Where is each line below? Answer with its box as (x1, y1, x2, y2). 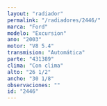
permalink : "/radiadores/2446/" (7, 17, 101, 24)
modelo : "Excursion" (7, 29, 67, 37)
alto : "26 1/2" (7, 68, 51, 75)
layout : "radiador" (7, 10, 64, 17)
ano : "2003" (7, 36, 42, 43)
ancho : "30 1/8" (7, 75, 54, 82)
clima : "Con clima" (7, 62, 64, 69)
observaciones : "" (7, 82, 60, 89)
